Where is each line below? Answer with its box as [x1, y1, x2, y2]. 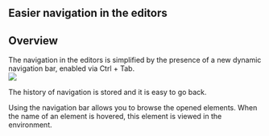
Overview [8, 34, 59, 47]
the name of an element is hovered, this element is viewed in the [8, 112, 222, 122]
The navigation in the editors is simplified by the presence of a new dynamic [8, 56, 262, 65]
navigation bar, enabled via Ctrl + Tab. [8, 64, 135, 73]
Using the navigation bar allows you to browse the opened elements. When [8, 103, 258, 113]
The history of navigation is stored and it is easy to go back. [8, 88, 207, 97]
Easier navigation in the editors [8, 6, 168, 20]
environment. [8, 120, 52, 130]
